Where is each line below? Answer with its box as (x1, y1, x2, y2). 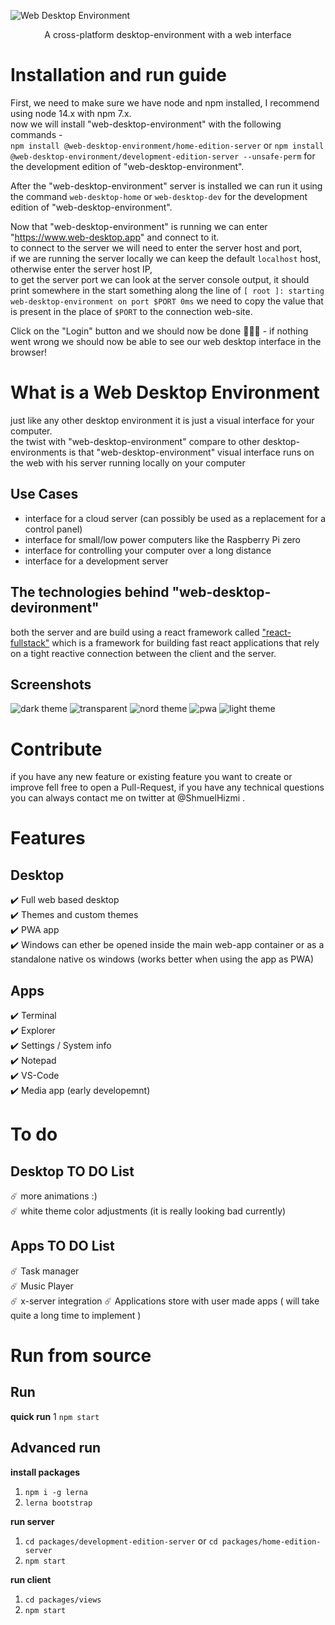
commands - (10, 128, 63, 140)
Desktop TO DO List (10, 1163, 135, 1180)
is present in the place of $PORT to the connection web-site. (10, 305, 253, 317)
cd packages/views (24, 1595, 102, 1605)
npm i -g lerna (24, 1487, 89, 1497)
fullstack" (10, 636, 50, 649)
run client (10, 1573, 52, 1585)
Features (10, 827, 86, 850)
